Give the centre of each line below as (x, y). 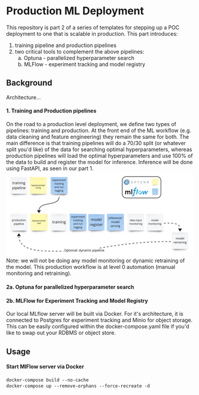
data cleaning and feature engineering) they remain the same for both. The (97, 137)
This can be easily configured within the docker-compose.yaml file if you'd (98, 327)
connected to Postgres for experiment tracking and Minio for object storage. (99, 320)
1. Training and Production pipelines (51, 111)
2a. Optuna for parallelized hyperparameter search (70, 287)
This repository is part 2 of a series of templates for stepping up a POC (93, 27)
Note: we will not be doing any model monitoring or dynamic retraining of (96, 261)
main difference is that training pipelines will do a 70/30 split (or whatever (96, 143)
